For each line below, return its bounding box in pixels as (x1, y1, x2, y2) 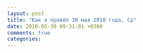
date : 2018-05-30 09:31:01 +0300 (7, 23, 103, 30)
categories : (7, 36, 41, 43)
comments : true (7, 29, 51, 36)
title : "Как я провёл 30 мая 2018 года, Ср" (7, 17, 137, 23)
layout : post (7, 10, 45, 17)
